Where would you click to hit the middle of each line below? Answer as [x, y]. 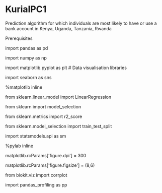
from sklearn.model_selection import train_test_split [59, 126]
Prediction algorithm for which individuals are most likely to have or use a [81, 23]
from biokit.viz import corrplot [36, 175]
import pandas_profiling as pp [36, 184]
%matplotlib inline [24, 87]
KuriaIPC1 [26, 9]
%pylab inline [19, 146]
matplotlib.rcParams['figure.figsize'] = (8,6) [50, 165]
